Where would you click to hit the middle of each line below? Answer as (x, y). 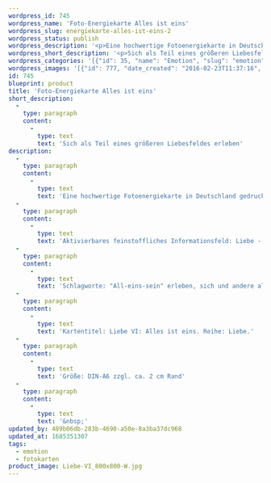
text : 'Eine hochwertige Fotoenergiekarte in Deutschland (137, 196)
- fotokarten (38, 459)
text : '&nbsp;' (63, 422)
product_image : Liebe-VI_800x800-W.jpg (75, 466)
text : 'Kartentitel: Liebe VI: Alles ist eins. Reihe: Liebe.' (146, 331)
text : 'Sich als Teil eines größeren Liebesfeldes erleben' (140, 143)
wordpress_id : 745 (39, 16)
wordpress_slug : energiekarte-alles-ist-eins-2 (90, 31)
